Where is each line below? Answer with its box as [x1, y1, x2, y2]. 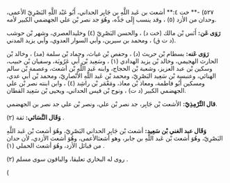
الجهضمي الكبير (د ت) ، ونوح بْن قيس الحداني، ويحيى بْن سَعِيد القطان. [6, 87, 187, 94]
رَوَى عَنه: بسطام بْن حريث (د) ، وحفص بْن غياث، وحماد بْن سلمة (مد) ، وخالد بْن [6, 50, 209, 58]
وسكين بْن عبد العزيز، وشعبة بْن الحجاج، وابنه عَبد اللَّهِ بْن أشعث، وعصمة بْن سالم [6, 64, 213, 72]
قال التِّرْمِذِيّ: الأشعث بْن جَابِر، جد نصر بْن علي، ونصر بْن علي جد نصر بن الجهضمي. [6, 100, 218, 108]
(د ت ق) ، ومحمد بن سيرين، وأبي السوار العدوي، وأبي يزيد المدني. [6, 36, 176, 44]
